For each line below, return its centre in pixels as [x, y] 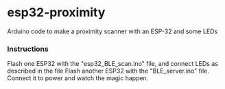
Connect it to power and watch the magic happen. [78, 78]
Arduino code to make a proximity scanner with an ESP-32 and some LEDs [113, 31]
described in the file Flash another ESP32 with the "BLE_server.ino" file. [108, 71]
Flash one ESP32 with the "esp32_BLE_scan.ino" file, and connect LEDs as [113, 64]
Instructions [28, 49]
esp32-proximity [56, 13]
